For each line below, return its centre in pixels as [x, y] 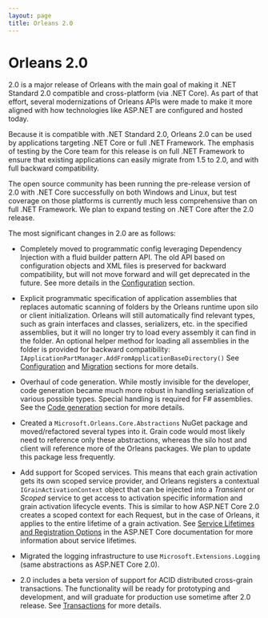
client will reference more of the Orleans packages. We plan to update [135, 448]
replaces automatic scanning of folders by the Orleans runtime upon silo [139, 307]
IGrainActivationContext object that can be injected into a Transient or [137, 490]
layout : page [30, 16]
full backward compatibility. [54, 168]
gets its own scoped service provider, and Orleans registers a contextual [140, 481]
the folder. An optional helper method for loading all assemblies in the [134, 341]
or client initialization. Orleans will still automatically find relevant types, [137, 315]
